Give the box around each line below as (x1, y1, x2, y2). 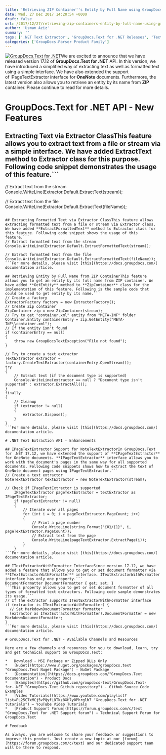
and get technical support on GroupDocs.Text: (5, 650, 103, 655)
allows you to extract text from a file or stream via (5, 139, 161, 148)
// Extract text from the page (31, 533, 96, 538)
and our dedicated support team (86, 741, 154, 746)
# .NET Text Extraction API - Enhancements (5, 438, 96, 443)
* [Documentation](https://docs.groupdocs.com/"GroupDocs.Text (5, 671, 142, 676)
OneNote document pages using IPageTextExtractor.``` (5, 468, 119, 473)
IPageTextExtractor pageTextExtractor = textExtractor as (14, 490, 136, 495)
